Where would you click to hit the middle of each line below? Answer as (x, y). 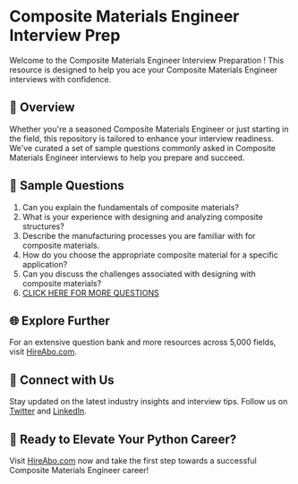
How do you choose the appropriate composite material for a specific (150, 255)
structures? (43, 226)
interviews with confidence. (60, 79)
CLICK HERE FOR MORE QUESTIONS (90, 293)
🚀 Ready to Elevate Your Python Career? (123, 439)
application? (45, 264)
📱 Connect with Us (62, 380)
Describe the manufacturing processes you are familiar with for (139, 235)
